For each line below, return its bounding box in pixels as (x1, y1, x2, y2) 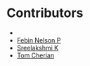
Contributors (6, 5, 84, 21)
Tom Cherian (16, 51, 54, 60)
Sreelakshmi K (16, 43, 59, 52)
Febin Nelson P (16, 35, 61, 44)
